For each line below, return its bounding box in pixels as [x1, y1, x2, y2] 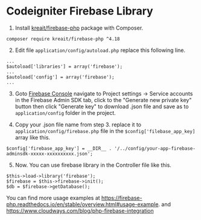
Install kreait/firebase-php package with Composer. [14, 24, 144, 31]
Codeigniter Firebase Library [6, 4, 153, 18]
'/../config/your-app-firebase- [114, 145, 196, 152]
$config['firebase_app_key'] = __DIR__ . [6, 145, 112, 152]
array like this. [14, 134, 50, 141]
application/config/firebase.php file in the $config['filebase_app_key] [14, 127, 196, 134]
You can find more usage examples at [6, 194, 101, 201]
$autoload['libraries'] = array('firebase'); [6, 63, 123, 70]
